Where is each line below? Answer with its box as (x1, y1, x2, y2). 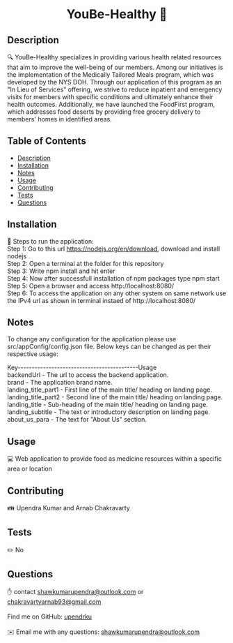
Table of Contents (7, 135, 87, 147)
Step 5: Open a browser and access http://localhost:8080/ (7, 281, 175, 290)
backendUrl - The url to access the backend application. (7, 371, 169, 379)
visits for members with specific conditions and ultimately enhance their (7, 93, 214, 101)
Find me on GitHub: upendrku (7, 612, 93, 621)
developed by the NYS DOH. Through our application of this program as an (7, 78, 222, 86)
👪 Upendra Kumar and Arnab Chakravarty (7, 504, 130, 512)
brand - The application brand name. (7, 378, 113, 387)
